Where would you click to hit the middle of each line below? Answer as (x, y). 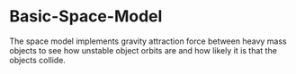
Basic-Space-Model (86, 16)
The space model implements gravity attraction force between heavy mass (148, 41)
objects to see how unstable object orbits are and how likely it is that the (143, 50)
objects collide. (37, 60)
